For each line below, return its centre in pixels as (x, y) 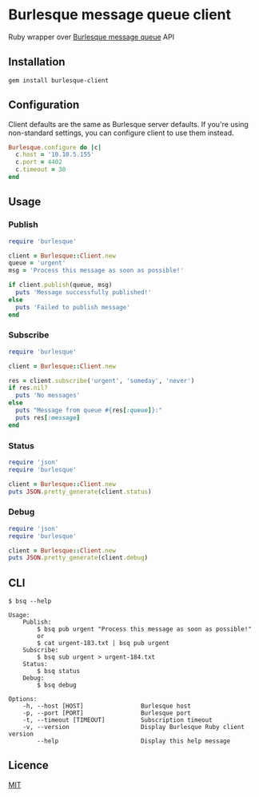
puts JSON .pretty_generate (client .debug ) (78, 558)
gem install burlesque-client (59, 80)
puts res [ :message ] (48, 417)
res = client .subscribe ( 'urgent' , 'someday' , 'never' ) (102, 381)
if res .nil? (28, 388)
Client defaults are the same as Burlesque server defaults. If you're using (129, 124)
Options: (23, 699)
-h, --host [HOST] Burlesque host (107, 706)
